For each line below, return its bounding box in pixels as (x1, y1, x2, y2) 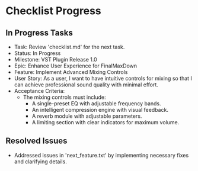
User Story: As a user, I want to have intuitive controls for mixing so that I (14, 75, 192, 82)
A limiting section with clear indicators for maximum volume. (31, 119, 180, 125)
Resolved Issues (5, 136, 68, 146)
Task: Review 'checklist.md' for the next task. (14, 43, 125, 50)
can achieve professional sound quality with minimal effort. (14, 81, 158, 88)
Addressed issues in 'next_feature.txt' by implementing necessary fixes (14, 151, 189, 159)
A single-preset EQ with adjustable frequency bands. (31, 100, 161, 107)
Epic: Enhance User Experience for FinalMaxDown (14, 62, 138, 69)
